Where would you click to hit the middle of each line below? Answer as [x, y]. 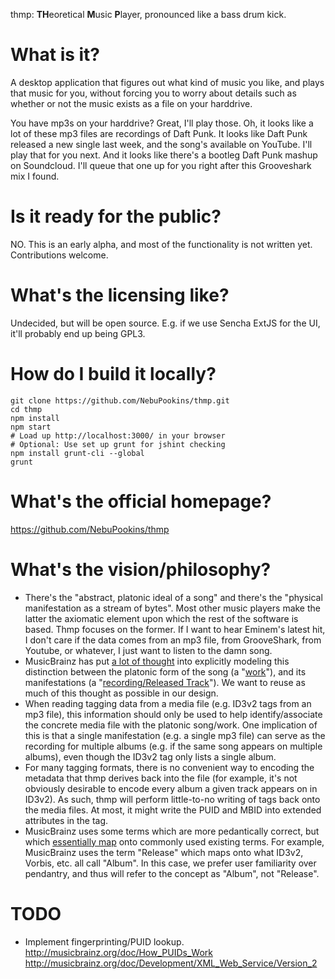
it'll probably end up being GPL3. [78, 333]
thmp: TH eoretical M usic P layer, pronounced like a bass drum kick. [148, 14]
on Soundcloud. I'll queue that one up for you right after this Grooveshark [161, 165]
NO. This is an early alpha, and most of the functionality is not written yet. [161, 244]
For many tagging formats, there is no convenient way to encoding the [169, 767]
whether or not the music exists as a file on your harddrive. [131, 103]
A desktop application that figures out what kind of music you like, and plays [167, 82]
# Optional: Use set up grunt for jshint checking [118, 444]
